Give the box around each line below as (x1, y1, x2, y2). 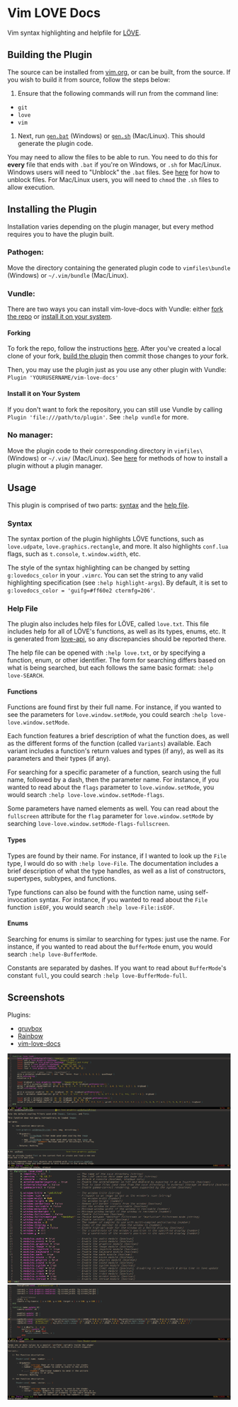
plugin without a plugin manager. (7, 461, 103, 470)
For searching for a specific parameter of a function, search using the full (7, 768, 222, 776)
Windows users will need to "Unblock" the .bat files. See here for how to (7, 168, 220, 176)
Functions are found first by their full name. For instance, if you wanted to (7, 703, 222, 711)
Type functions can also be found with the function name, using (7, 888, 193, 896)
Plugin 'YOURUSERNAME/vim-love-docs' (7, 374, 119, 382)
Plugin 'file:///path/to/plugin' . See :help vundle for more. (7, 412, 189, 421)
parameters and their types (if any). (7, 755, 111, 763)
